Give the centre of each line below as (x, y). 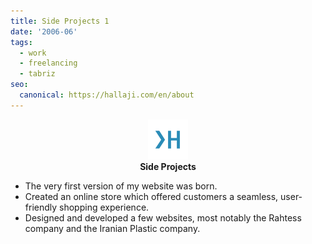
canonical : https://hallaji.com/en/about (107, 95)
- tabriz (37, 74)
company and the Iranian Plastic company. (112, 228)
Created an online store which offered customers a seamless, (151, 196)
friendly (41, 207)
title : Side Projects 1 (60, 21)
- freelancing (48, 63)
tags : (21, 42)
